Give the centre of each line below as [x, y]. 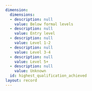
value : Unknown [30, 71]
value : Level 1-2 [33, 43]
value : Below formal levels [44, 24]
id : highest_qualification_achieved [48, 76]
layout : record [21, 80]
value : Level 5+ [32, 62]
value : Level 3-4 [33, 52]
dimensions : [22, 15]
